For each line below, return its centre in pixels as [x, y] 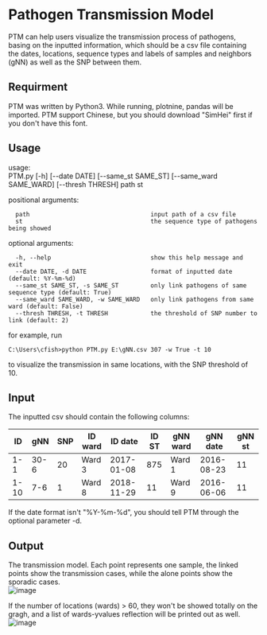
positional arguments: [44, 200]
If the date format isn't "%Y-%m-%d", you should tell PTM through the [124, 512]
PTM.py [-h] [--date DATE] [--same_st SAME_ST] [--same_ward [113, 176]
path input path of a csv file [126, 214]
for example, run [35, 335]
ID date [125, 442]
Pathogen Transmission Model [111, 15]
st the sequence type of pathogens [137, 221]
